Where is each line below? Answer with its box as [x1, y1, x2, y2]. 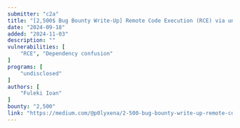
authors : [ [7, 83, 40, 90]
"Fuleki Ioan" [20, 90, 62, 97]
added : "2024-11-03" [7, 30, 69, 38]
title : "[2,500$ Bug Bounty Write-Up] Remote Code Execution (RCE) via [7, 17, 225, 24]
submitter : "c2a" [7, 10, 59, 18]
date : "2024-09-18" [7, 23, 66, 31]
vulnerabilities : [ [7, 43, 66, 50]
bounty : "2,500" [7, 103, 56, 110]
